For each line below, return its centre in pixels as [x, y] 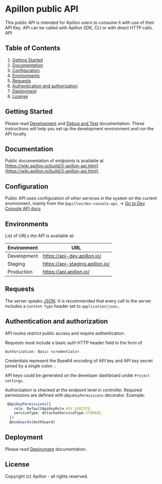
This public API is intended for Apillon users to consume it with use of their [80, 22]
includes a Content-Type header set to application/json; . [63, 306]
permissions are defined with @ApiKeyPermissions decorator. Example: [75, 395]
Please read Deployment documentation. [46, 449]
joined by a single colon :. [31, 366]
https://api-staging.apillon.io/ [76, 264]
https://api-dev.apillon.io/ [72, 256]
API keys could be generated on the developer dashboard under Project [78, 375]
